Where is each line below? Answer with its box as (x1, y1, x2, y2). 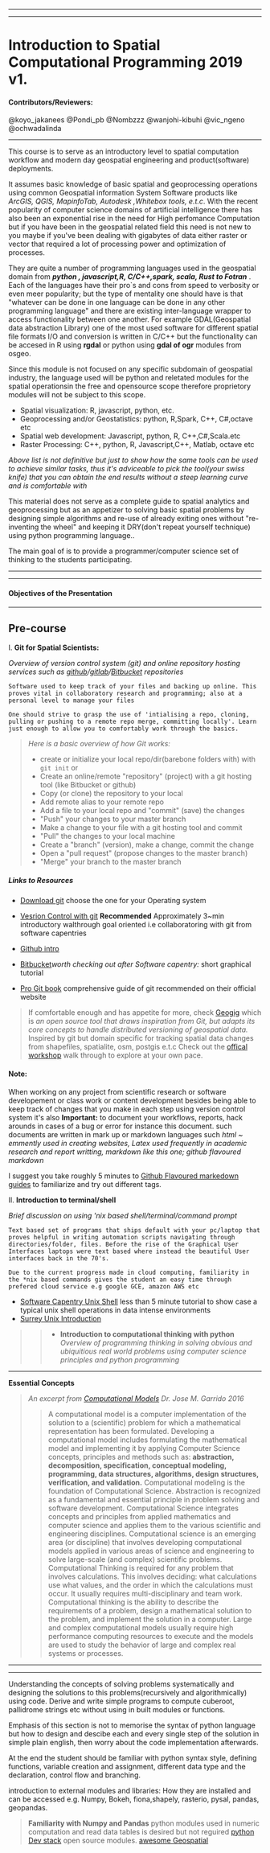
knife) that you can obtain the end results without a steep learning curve (8, 472, 249, 483)
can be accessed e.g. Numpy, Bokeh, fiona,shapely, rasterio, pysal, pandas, (8, 1794, 260, 1804)
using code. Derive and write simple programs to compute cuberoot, (8, 1696, 235, 1706)
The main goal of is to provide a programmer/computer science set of (8, 546, 239, 556)
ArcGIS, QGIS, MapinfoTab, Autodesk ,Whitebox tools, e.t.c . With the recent (8, 196, 259, 206)
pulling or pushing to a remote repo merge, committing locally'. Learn (8, 717, 257, 726)
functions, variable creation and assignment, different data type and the (8, 1761, 247, 1771)
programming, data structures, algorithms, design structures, (47, 1469, 259, 1478)
